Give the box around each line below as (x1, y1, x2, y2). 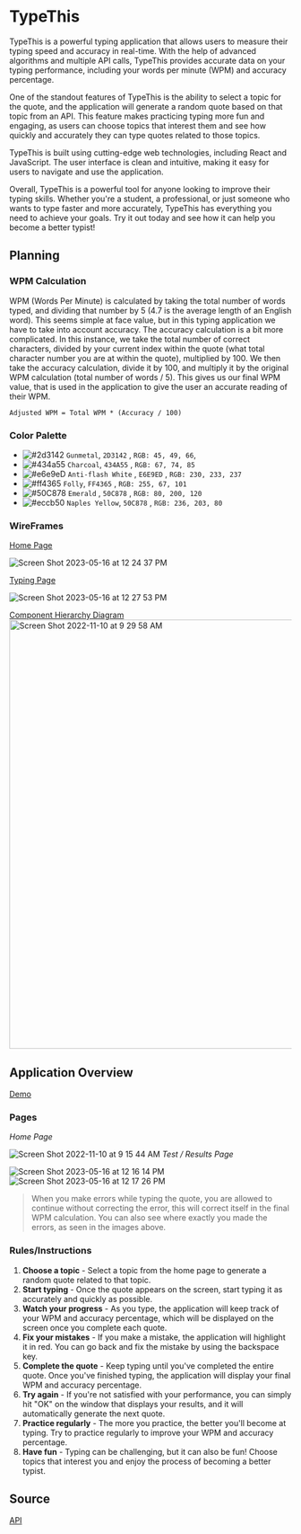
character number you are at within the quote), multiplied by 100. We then (9, 352, 281, 363)
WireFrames (9, 519, 64, 532)
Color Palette (9, 429, 67, 441)
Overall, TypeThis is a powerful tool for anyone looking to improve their (9, 183, 271, 194)
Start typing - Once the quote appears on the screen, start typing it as (21, 1283, 283, 1295)
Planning (9, 248, 60, 263)
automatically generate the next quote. (21, 1408, 166, 1419)
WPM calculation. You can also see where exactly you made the (30, 1212, 268, 1223)
